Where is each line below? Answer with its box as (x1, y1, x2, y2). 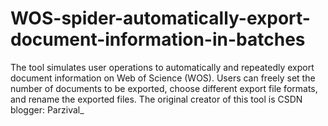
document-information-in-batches (10, 28, 306, 51)
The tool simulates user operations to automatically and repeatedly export (10, 61, 315, 73)
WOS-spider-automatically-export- (10, 7, 311, 30)
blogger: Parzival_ (10, 103, 85, 116)
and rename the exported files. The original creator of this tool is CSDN (10, 93, 303, 105)
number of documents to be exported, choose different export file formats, (10, 82, 318, 94)
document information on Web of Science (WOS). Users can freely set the (10, 72, 316, 84)
